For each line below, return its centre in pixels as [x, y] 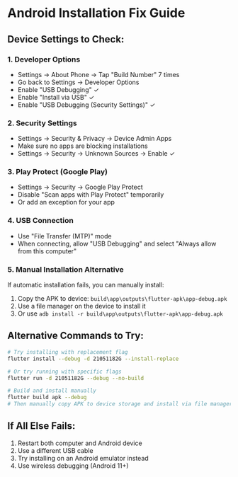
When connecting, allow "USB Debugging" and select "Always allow [117, 243]
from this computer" [47, 251]
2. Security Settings [42, 123]
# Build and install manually [52, 391]
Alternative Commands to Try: [75, 336]
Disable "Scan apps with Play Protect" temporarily [91, 195]
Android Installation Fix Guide [96, 13]
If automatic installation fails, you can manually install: [86, 285]
